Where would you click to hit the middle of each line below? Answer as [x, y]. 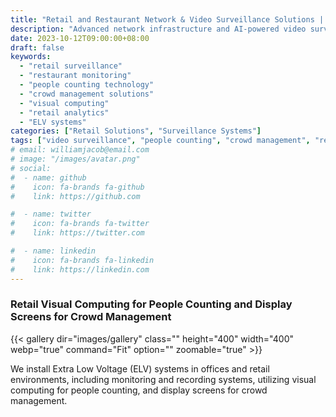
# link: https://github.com [75, 196]
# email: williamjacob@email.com [80, 150]
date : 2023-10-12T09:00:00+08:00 [80, 38]
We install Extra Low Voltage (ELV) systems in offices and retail [140, 368]
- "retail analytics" [64, 112]
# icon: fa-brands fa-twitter [80, 224]
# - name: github [48, 177]
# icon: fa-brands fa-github [77, 187]
